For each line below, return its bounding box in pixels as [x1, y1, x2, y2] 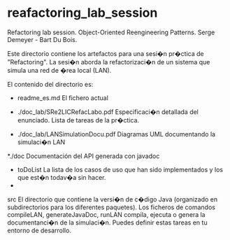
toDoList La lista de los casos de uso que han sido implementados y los [17, 165, 224, 174]
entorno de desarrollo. [7, 226, 72, 234]
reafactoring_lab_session [7, 5, 158, 21]
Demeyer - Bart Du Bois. [7, 35, 78, 43]
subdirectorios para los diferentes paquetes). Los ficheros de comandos [7, 203, 215, 211]
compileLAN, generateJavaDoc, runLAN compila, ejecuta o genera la [7, 210, 206, 218]
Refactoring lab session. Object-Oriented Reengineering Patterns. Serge [7, 28, 215, 36]
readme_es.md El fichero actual [17, 93, 108, 102]
